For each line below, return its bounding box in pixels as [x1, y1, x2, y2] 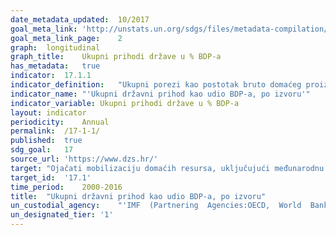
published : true [10, 136, 83, 146]
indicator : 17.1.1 [10, 71, 92, 81]
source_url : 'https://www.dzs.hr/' [10, 154, 159, 164]
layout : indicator [10, 107, 87, 118]
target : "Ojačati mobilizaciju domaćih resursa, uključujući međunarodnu [10, 163, 325, 173]
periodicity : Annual [10, 117, 110, 127]
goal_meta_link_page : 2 [10, 33, 123, 43]
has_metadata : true [10, 61, 101, 71]
